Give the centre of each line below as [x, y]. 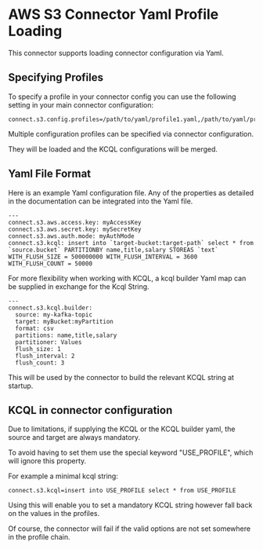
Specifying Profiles [56, 77]
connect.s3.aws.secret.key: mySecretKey [75, 229]
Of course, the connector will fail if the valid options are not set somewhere [130, 529]
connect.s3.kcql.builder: [50, 308]
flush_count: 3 [40, 363]
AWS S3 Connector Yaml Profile [113, 15]
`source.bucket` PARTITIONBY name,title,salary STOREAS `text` [113, 250]
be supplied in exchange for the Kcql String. [79, 286]
